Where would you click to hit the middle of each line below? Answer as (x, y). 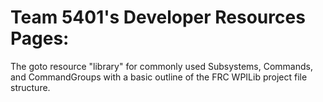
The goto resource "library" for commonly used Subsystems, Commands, (161, 66)
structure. (30, 87)
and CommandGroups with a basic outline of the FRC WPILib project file (159, 77)
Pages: (40, 38)
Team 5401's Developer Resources (158, 17)
